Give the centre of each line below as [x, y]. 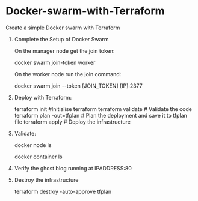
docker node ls [33, 145]
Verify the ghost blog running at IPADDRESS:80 [73, 168]
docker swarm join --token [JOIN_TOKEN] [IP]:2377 [78, 86]
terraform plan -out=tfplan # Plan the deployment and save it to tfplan [101, 115]
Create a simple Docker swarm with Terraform [63, 28]
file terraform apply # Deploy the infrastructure [72, 122]
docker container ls [38, 157]
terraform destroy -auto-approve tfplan [63, 191]
